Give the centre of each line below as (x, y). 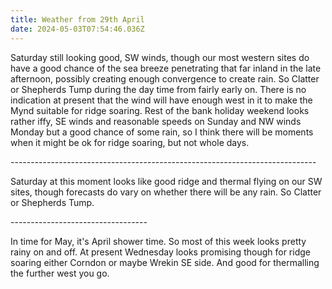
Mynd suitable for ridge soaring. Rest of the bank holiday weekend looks (160, 110)
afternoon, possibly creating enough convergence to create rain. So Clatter (165, 78)
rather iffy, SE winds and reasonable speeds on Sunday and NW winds (156, 121)
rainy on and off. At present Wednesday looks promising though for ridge (160, 252)
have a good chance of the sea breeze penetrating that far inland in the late (166, 68)
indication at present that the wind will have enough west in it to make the (161, 100)
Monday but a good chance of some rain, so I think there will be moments (162, 132)
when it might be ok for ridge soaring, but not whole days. (130, 142)
